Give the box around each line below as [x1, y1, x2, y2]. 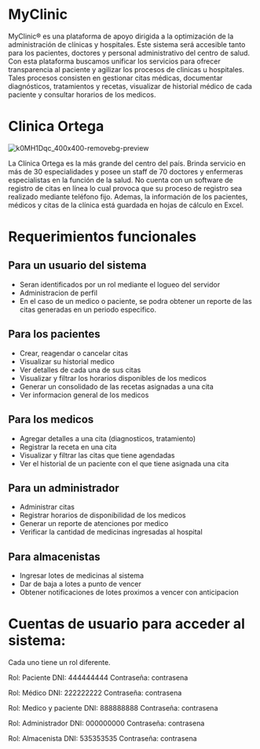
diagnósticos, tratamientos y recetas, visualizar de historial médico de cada [8, 81, 253, 91]
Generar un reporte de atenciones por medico [19, 519, 169, 528]
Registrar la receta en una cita [19, 442, 117, 451]
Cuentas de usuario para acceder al [8, 615, 246, 633]
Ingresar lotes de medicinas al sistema [19, 571, 144, 580]
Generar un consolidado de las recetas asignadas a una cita [19, 382, 214, 391]
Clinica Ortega [8, 118, 104, 135]
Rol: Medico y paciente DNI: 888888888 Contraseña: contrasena [8, 703, 218, 713]
